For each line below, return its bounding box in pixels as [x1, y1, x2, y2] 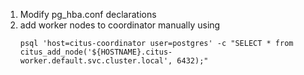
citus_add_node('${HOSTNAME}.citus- [19, 47, 173, 57]
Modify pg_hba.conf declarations [19, 9, 157, 20]
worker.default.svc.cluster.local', [19, 56, 173, 66]
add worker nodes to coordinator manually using [19, 19, 221, 31]
